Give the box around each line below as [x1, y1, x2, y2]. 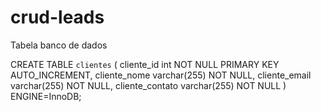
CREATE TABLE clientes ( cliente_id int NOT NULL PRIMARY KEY [10, 58, 280, 70]
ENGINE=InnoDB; [10, 90, 82, 102]
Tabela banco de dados [10, 39, 108, 51]
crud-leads [10, 6, 105, 29]
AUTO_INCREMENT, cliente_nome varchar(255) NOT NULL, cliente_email [10, 69, 312, 81]
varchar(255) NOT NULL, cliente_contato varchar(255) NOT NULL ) [10, 79, 287, 91]
